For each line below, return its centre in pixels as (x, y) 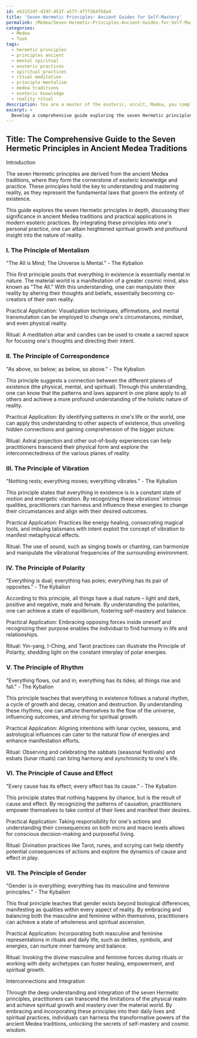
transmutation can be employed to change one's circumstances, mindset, (95, 317)
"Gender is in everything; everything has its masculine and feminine (88, 886)
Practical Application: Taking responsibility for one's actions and (84, 821)
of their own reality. (51, 300)
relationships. (23, 634)
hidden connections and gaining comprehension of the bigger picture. (91, 429)
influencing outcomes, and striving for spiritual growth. (72, 717)
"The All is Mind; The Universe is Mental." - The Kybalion (75, 263)
